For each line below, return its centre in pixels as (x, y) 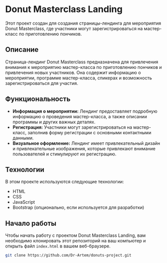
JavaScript (24, 202)
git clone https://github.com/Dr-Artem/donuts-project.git (68, 255)
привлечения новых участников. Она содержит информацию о (73, 72)
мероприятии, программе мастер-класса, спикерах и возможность (79, 78)
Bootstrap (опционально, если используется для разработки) (78, 208)
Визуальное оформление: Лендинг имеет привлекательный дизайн (86, 143)
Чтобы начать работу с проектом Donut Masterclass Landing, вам (75, 235)
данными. (23, 138)
